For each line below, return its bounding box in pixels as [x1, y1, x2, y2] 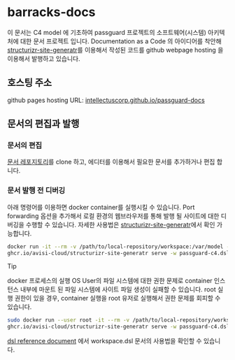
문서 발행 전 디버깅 [7, 186, 66, 196]
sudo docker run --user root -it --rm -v [7, 317, 130, 324]
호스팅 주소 [7, 77, 52, 89]
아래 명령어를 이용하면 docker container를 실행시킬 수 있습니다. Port [7, 203, 195, 211]
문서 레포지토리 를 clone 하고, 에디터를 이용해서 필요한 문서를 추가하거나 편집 [7, 158, 215, 166]
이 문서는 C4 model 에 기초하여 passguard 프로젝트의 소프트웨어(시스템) [7, 28, 206, 36]
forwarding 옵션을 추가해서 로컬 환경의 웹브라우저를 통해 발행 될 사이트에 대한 [7, 211, 220, 220]
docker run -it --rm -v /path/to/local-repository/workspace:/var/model [7, 243, 224, 250]
